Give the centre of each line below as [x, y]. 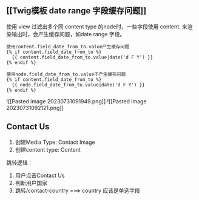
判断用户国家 [31, 182]
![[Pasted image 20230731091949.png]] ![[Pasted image [76, 101]
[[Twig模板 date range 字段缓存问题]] [76, 11]
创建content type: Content [48, 149]
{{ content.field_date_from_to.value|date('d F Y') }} [83, 57]
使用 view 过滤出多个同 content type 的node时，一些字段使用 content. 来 [97, 27]
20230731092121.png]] [35, 108]
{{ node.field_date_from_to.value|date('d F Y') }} [79, 85]
